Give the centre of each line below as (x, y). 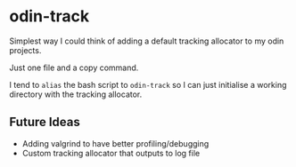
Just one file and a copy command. (74, 68)
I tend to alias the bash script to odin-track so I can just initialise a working (148, 84)
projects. (25, 50)
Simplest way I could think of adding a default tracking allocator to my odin (147, 41)
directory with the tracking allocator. (76, 94)
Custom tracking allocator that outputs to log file (111, 153)
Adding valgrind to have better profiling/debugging (115, 143)
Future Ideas (45, 122)
